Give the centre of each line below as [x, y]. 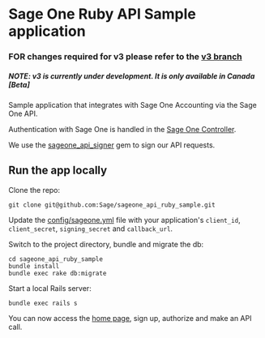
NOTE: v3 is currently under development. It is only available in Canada [132, 76]
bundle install [34, 266]
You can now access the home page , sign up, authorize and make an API [130, 318]
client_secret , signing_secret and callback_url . [90, 229]
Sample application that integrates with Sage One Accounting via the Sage [132, 105]
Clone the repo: [34, 190]
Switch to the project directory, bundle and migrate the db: [106, 244]
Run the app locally [58, 171]
